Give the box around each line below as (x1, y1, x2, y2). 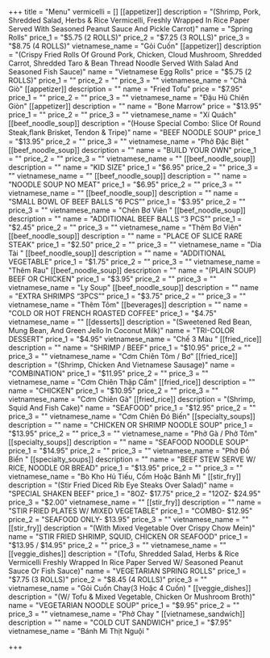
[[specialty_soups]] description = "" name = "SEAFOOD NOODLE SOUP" (8, 437, 249, 447)
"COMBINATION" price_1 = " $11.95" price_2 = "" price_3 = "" (8, 369, 209, 378)
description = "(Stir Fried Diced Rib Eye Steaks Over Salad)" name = (8, 480, 235, 490)
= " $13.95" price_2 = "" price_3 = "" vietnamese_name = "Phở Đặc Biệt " (8, 137, 250, 146)
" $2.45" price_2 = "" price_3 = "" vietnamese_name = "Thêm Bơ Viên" (8, 222, 242, 232)
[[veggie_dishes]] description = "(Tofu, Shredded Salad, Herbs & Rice (8, 549, 239, 559)
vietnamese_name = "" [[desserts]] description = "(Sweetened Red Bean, (8, 317, 252, 327)
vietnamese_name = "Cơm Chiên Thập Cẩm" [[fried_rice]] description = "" (8, 378, 255, 386)
